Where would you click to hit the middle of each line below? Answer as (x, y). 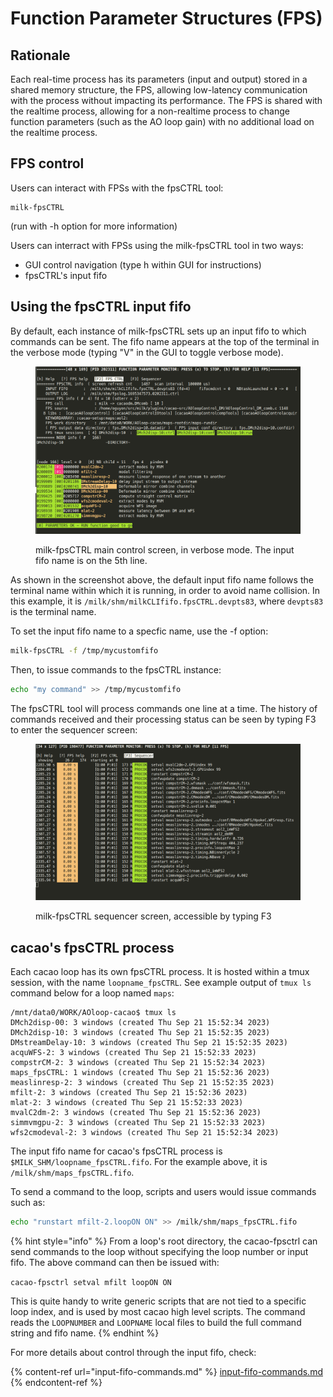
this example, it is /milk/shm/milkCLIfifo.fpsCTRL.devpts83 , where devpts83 (167, 601)
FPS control (47, 163)
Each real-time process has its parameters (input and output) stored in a (159, 79)
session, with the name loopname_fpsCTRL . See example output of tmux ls (161, 982)
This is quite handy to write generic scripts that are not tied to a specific (158, 1301)
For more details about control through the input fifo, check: (133, 1352)
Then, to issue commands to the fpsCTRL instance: (116, 670)
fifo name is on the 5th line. (91, 561)
